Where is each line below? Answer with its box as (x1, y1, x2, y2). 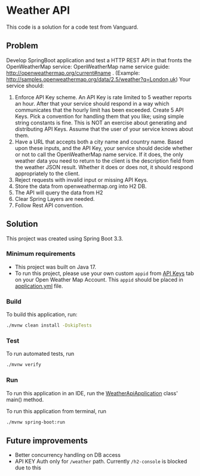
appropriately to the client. (14, 170, 80, 177)
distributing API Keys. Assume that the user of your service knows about (14, 125, 193, 132)
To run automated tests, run (6, 350, 75, 358)
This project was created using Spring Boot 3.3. (6, 234, 124, 242)
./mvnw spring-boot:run (6, 419, 66, 425)
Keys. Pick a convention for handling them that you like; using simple (14, 112, 184, 120)
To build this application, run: (6, 311, 78, 318)
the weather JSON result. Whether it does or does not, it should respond (14, 163, 193, 170)
